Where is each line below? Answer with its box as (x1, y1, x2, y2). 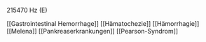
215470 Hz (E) (6, 6, 48, 14)
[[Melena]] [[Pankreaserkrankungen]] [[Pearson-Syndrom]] (6, 27, 179, 35)
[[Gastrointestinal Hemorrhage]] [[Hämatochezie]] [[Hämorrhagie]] (6, 20, 200, 27)
